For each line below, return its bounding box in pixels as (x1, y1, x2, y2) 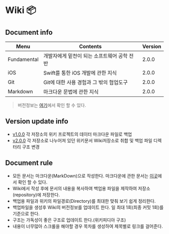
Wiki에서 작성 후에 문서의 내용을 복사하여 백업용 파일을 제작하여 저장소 (12, 185, 151, 191)
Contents (78, 43, 102, 50)
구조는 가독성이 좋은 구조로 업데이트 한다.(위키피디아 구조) (12, 217, 126, 223)
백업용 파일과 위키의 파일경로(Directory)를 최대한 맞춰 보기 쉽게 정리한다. (12, 198, 156, 204)
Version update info (5, 117, 69, 126)
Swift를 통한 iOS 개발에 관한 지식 (43, 70, 117, 76)
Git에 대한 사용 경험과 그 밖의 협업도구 (43, 79, 128, 86)
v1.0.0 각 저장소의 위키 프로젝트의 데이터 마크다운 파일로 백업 (12, 131, 132, 137)
